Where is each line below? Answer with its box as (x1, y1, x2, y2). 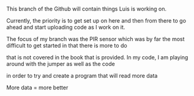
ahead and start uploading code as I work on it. (6, 24, 125, 31)
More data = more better (6, 84, 69, 91)
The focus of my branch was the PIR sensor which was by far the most (6, 35, 185, 42)
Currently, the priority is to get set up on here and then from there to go (6, 17, 187, 24)
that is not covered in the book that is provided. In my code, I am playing (6, 54, 188, 61)
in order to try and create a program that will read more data (6, 72, 158, 79)
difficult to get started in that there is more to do (6, 42, 127, 49)
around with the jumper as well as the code (6, 61, 115, 67)
